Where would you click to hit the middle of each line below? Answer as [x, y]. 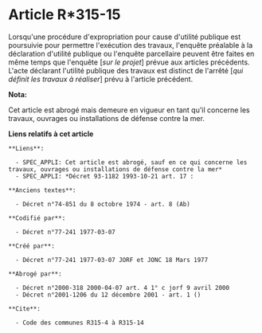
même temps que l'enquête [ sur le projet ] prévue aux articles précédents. [129, 62]
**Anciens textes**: [43, 190]
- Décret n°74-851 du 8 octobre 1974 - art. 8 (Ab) [103, 204]
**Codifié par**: [37, 218]
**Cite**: [25, 308]
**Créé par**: [32, 246]
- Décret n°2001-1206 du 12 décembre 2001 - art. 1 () [108, 295]
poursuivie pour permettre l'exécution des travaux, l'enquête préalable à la [131, 45]
